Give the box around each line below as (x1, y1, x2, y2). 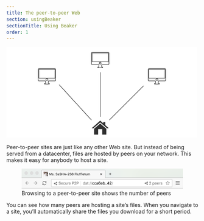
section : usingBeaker (6, 16, 62, 23)
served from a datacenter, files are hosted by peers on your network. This (6, 150, 192, 158)
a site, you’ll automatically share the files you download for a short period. (6, 208, 192, 215)
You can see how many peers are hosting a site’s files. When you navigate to (6, 201, 199, 208)
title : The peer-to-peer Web (6, 10, 80, 16)
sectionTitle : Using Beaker (6, 23, 78, 29)
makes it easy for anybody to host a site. (6, 156, 108, 164)
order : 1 (6, 29, 29, 35)
